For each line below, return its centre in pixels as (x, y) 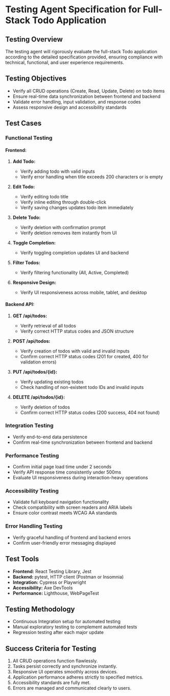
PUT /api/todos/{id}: (35, 372)
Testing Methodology (40, 609)
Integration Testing (29, 425)
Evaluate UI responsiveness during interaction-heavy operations (80, 478)
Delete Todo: (27, 218)
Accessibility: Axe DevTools (43, 587)
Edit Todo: (24, 187)
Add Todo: (24, 161)
